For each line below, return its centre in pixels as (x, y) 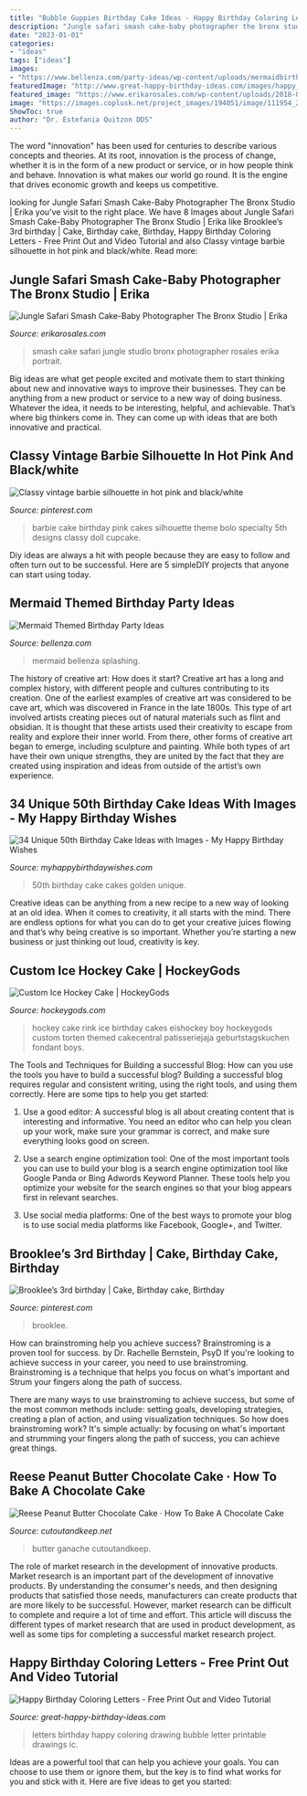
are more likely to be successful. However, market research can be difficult (151, 1605)
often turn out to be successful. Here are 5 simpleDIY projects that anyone (149, 565)
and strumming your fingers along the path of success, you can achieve (145, 1438)
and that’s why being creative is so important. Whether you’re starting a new (153, 932)
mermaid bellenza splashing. (86, 660)
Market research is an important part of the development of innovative (142, 1576)
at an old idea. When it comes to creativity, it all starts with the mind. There (150, 913)
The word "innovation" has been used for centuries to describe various (143, 146)
